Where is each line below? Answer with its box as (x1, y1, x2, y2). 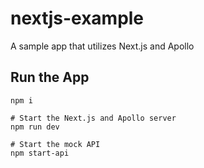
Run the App (10, 69, 90, 86)
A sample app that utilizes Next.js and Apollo (10, 40, 195, 52)
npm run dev (10, 122, 60, 132)
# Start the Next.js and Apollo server (10, 113, 177, 123)
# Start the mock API (10, 139, 101, 149)
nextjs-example (10, 7, 145, 30)
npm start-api (10, 148, 70, 158)
